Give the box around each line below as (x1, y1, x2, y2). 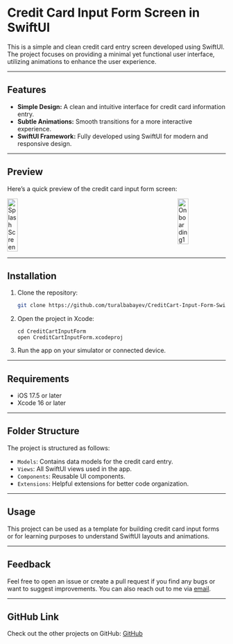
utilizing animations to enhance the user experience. (7, 57, 157, 65)
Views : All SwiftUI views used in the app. (17, 464, 132, 473)
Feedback (7, 559, 51, 570)
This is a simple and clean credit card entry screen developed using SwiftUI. (7, 42, 225, 51)
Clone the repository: (17, 288, 78, 297)
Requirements (7, 373, 69, 385)
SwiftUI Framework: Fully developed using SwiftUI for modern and (17, 132, 208, 140)
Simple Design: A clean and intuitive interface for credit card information (17, 102, 226, 110)
